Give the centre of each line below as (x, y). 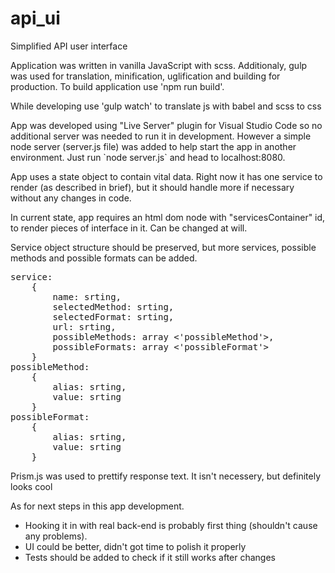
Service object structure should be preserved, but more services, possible (163, 247)
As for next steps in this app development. (97, 506)
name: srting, (87, 296)
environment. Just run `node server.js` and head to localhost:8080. (148, 157)
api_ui (35, 18)
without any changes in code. (71, 198)
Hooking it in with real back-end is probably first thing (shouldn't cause (171, 525)
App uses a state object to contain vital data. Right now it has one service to (166, 176)
